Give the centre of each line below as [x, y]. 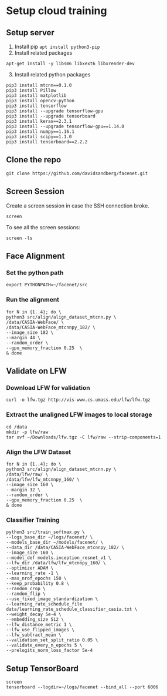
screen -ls [19, 238]
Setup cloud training [57, 11]
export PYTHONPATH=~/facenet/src [47, 285]
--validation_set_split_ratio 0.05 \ [52, 640]
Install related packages [43, 53]
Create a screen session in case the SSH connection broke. [78, 205]
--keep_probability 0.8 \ [38, 584]
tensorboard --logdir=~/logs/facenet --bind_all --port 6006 [82, 687]
